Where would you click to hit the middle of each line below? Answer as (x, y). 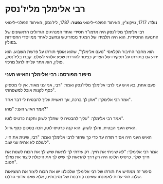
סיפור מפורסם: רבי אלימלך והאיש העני (48, 74)
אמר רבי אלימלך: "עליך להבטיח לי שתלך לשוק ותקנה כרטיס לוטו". (65, 118)
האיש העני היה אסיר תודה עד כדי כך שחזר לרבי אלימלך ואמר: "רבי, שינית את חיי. (78, 137)
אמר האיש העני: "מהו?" (27, 109)
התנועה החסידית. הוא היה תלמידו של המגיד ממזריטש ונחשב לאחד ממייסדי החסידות (82, 37)
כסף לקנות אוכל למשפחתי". (30, 90)
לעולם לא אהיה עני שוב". (27, 142)
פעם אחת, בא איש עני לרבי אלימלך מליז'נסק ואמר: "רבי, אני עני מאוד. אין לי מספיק (80, 85)
